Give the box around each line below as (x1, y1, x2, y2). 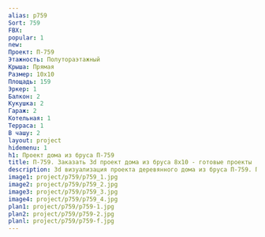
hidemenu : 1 (8, 144, 47, 152)
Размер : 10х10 (8, 70, 55, 78)
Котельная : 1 (8, 115, 51, 122)
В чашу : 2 (8, 129, 41, 137)
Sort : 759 (8, 19, 41, 27)
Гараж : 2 (8, 107, 37, 115)
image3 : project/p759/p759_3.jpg (8, 187, 118, 196)
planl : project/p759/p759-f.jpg (8, 217, 114, 225)
